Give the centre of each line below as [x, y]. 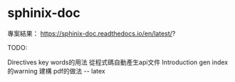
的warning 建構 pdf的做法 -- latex [56, 71]
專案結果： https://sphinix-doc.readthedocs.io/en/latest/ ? [92, 33]
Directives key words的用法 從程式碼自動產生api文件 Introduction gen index [118, 62]
